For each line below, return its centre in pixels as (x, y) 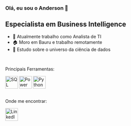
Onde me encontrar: (26, 101)
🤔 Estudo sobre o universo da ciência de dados (61, 49)
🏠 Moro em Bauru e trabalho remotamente (57, 42)
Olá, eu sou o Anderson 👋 (37, 8)
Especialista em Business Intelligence (66, 24)
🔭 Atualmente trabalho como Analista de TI (57, 36)
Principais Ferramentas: (30, 69)
